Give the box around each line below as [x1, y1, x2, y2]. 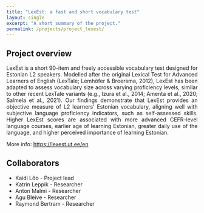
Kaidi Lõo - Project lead [15, 174, 74, 181]
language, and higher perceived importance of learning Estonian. [6, 129, 169, 137]
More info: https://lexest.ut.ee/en [6, 141, 89, 148]
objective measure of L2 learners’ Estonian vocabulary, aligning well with [6, 103, 198, 110]
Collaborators [6, 158, 59, 169]
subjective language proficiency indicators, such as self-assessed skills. [6, 110, 198, 117]
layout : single [6, 15, 45, 21]
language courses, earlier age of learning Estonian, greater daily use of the [6, 123, 198, 130]
